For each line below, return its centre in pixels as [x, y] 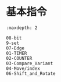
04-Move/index [23, 68]
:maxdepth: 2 [22, 28]
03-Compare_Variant [30, 63]
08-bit [14, 38]
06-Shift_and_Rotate [31, 73]
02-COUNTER [19, 58]
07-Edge [15, 48]
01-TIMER [17, 53]
